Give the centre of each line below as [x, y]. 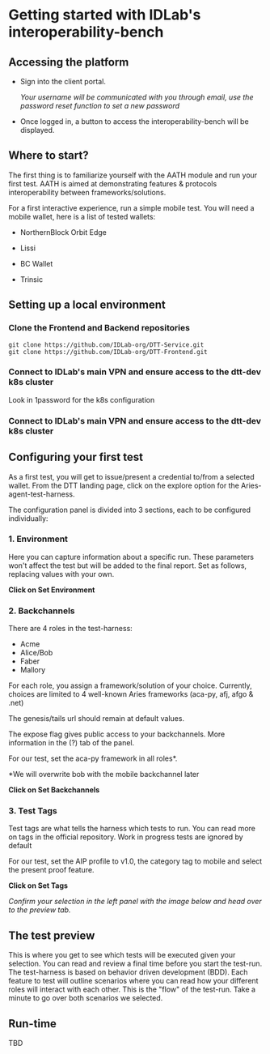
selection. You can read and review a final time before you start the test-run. [135, 964]
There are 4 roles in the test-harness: [71, 629]
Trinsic [31, 279]
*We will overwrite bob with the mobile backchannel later [104, 774]
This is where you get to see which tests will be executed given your [122, 955]
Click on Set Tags [38, 885]
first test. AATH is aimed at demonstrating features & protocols [113, 183]
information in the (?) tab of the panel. [72, 743]
